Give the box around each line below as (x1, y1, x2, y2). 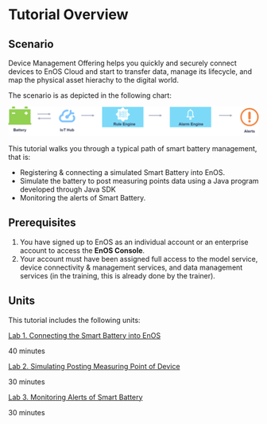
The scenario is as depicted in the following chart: (8, 91, 172, 100)
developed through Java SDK (19, 185, 117, 194)
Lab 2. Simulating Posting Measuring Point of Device (8, 361, 180, 371)
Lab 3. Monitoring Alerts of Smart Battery (8, 392, 143, 402)
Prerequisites (8, 216, 76, 230)
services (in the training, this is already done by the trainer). (19, 270, 216, 280)
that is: (8, 153, 31, 162)
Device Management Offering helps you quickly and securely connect (8, 58, 237, 68)
